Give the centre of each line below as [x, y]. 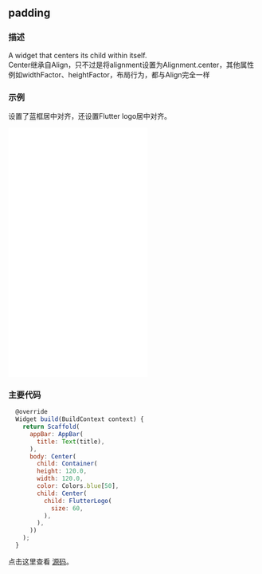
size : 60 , [67, 508]
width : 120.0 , [60, 479]
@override [31, 412]
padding [29, 13]
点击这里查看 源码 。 [41, 561]
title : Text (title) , [71, 442]
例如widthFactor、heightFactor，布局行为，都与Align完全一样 [109, 74]
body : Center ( [53, 456]
